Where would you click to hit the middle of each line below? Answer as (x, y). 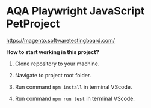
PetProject (33, 24)
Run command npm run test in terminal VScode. (75, 98)
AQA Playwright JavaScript (75, 11)
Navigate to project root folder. (53, 75)
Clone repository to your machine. (57, 64)
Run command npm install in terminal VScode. (73, 87)
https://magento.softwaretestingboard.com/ (61, 40)
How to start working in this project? (53, 52)
